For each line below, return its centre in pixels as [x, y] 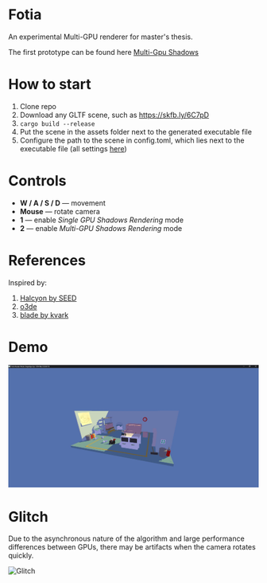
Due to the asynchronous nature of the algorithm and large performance [126, 538]
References [47, 260]
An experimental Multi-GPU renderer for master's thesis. [101, 37]
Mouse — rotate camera [60, 211]
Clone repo [38, 106]
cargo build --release [57, 124]
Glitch [29, 516]
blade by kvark [44, 315]
